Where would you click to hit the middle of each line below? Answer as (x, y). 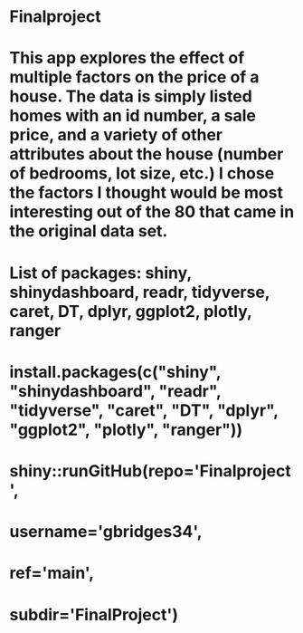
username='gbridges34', (106, 532)
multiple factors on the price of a (134, 77)
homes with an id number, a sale (133, 116)
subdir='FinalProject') (94, 614)
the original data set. (89, 231)
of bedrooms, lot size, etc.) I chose (142, 173)
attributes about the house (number (147, 154)
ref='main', (52, 573)
